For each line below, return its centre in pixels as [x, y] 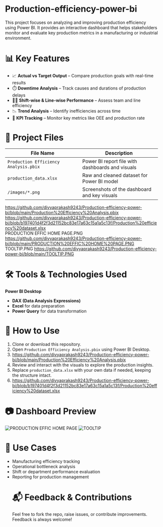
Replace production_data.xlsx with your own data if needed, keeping [81, 370]
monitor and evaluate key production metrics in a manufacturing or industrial [81, 33]
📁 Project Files [34, 138]
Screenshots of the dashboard [117, 189]
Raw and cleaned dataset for [115, 175]
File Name [43, 153]
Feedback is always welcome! [42, 519]
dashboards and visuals [109, 167]
